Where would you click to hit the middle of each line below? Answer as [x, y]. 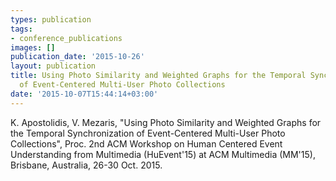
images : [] [33, 47]
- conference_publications [66, 38]
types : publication [51, 19]
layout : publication [53, 66]
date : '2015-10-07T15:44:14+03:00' [84, 94]
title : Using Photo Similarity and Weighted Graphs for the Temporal [158, 76]
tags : [21, 29]
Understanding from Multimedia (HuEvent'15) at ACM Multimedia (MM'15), [163, 154]
